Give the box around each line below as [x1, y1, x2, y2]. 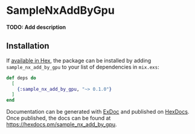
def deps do [6, 75, 36, 81]
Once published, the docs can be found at [6, 115, 111, 122]
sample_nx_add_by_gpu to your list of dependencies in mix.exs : [6, 63, 159, 70]
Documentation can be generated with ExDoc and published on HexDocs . [6, 108, 190, 115]
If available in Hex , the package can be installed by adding [6, 56, 152, 64]
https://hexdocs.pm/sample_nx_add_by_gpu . [6, 121, 117, 128]
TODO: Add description [6, 23, 66, 31]
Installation [6, 41, 50, 51]
